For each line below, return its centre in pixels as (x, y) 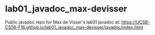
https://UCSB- (136, 22)
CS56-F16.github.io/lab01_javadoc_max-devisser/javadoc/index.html (74, 27)
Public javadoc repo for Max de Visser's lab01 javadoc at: (63, 22)
